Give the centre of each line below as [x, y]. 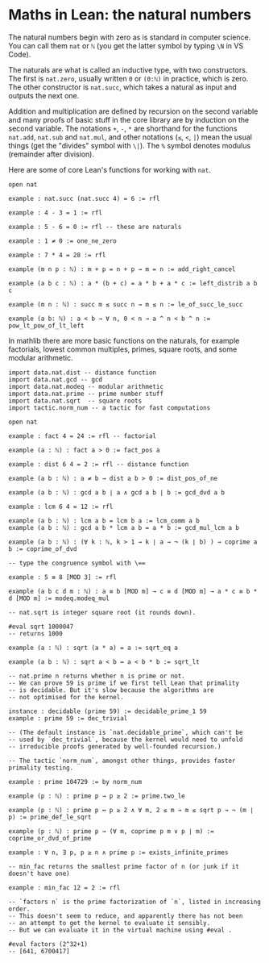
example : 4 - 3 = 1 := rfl [56, 213]
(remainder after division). [52, 154]
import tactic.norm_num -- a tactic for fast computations [110, 408]
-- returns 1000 [35, 634]
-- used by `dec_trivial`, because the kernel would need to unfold [126, 740]
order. [19, 909]
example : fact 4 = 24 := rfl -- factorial [83, 436]
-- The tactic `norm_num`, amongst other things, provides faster [122, 761]
